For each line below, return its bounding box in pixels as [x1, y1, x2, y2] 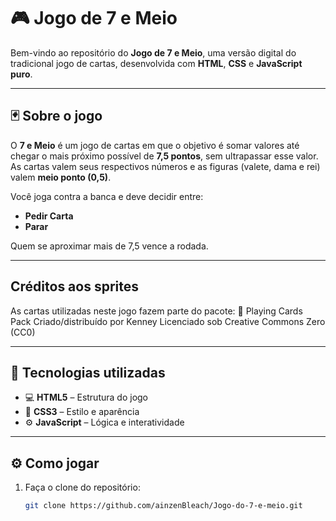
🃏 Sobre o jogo [10, 108, 103, 125]
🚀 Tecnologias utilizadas [10, 364, 166, 381]
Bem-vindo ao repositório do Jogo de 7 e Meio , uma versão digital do [10, 46, 297, 59]
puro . [10, 68, 33, 80]
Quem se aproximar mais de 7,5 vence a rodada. [10, 240, 209, 252]
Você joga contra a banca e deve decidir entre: [10, 190, 204, 202]
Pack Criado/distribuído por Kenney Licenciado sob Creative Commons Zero [10, 315, 326, 327]
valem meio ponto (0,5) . [10, 171, 112, 183]
